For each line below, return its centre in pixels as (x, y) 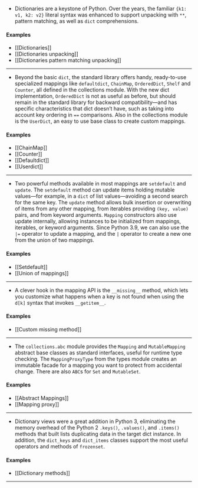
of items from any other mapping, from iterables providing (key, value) (101, 209)
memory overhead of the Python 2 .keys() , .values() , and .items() (97, 428)
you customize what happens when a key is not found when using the (99, 296)
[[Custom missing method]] (48, 329)
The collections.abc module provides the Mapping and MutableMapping (100, 346)
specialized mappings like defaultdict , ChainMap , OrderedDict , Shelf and (103, 84)
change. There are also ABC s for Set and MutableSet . (77, 371)
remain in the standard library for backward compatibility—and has (96, 102)
